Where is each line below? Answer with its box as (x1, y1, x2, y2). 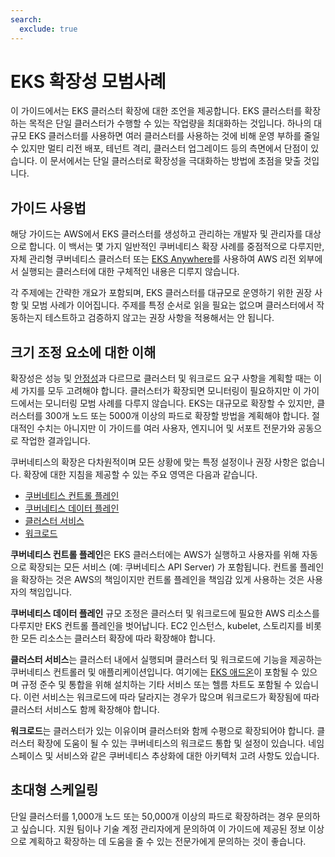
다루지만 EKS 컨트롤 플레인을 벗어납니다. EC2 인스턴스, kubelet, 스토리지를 (10, 620, 304, 632)
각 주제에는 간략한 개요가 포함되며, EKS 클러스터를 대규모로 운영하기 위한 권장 (10, 287, 313, 299)
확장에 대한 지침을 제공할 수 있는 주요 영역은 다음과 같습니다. (23, 469, 258, 481)
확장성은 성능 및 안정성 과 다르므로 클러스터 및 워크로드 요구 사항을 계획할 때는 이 (10, 372, 323, 385)
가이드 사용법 (10, 199, 87, 216)
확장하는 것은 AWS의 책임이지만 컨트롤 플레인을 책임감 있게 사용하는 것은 (20, 574, 305, 586)
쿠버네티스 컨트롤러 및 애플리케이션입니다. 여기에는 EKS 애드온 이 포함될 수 (10, 666, 300, 678)
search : (10, 14, 43, 25)
